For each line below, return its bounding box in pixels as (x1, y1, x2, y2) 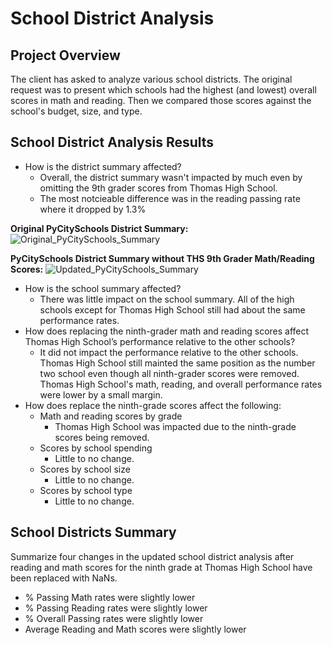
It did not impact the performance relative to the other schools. (39, 346, 299, 358)
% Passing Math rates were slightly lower (24, 591, 196, 603)
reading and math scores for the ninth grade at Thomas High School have (10, 561, 313, 573)
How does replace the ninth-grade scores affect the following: (24, 399, 282, 411)
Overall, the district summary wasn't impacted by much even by (39, 171, 303, 183)
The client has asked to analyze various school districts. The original (10, 73, 293, 85)
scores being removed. (54, 431, 150, 443)
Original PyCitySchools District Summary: (10, 222, 189, 234)
